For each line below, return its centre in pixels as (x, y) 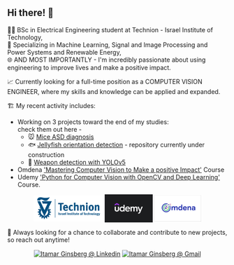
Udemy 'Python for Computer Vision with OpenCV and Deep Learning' (118, 177)
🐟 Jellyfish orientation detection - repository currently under (116, 144)
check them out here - (50, 129)
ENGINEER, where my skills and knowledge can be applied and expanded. (114, 91)
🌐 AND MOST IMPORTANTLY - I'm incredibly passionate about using (107, 60)
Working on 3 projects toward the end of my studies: (93, 122)
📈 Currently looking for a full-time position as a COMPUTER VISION (105, 81)
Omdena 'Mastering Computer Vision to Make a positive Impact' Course (121, 170)
